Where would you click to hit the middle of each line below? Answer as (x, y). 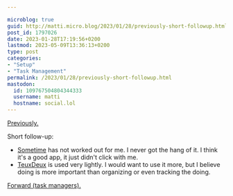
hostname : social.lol (45, 104)
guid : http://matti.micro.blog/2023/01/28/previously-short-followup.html (118, 26)
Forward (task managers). (44, 185)
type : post (23, 52)
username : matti (37, 97)
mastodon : (21, 84)
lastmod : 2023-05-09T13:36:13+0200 (59, 46)
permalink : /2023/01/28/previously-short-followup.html (89, 78)
